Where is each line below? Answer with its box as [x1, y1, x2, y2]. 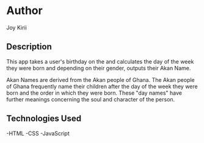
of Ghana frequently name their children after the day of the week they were [6, 82, 198, 90]
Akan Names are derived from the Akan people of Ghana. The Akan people [6, 76, 195, 83]
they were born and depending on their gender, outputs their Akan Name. [6, 64, 191, 71]
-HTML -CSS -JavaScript [6, 130, 70, 137]
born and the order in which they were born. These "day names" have [6, 89, 182, 97]
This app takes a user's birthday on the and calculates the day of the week [6, 57, 194, 65]
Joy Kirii [6, 24, 27, 31]
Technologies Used [6, 114, 81, 124]
